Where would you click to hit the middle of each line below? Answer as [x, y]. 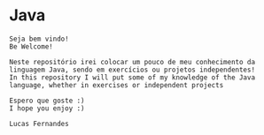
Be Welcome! [31, 46]
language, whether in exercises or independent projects [116, 85]
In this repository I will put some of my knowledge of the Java [132, 77]
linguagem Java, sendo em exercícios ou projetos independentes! [132, 70]
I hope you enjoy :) [47, 108]
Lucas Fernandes [39, 124]
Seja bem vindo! [39, 39]
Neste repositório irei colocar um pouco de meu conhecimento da [132, 62]
